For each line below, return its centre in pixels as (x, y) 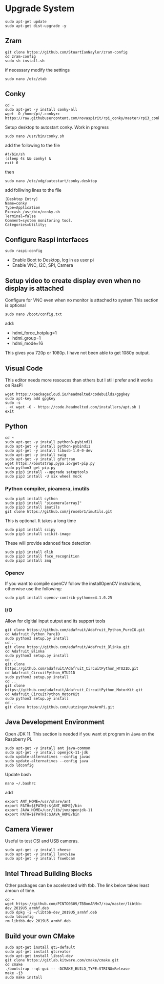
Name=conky (16, 203)
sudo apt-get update (26, 22)
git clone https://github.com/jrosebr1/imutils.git (59, 512)
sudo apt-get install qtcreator (38, 952)
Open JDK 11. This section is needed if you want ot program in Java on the (80, 734)
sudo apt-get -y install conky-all (41, 109)
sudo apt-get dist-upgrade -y (36, 26)
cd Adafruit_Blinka (25, 651)
